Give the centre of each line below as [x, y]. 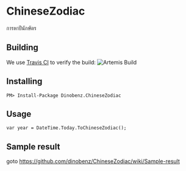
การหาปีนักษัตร [21, 28]
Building [22, 48]
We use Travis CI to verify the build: [51, 62]
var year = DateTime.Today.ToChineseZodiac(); [66, 128]
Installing [24, 81]
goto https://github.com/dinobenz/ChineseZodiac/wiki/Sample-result [93, 161]
